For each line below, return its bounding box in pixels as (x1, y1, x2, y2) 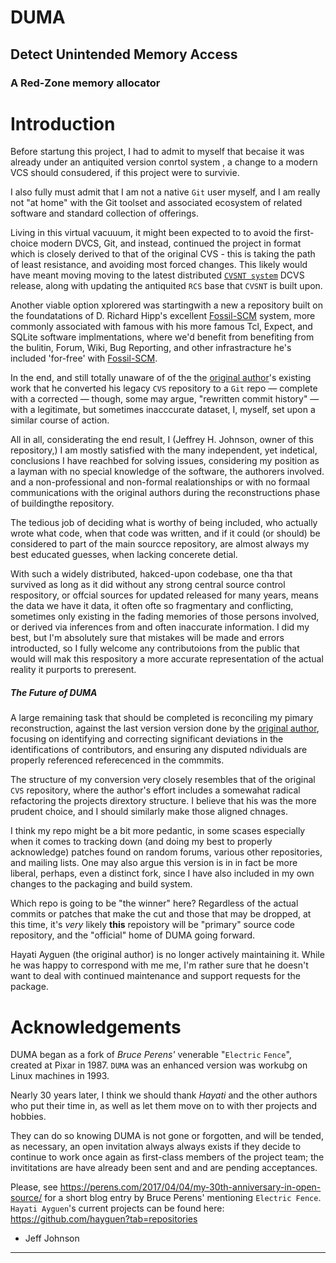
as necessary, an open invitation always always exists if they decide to (10, 1141, 302, 1153)
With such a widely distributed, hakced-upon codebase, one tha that (10, 568, 293, 580)
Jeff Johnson (24, 1232, 80, 1245)
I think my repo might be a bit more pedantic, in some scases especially (10, 825, 306, 837)
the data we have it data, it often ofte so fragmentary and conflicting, (10, 600, 294, 612)
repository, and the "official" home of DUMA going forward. (10, 929, 256, 941)
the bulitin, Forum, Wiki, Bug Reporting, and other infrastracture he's (10, 342, 292, 354)
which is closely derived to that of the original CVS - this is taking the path (10, 248, 316, 260)
